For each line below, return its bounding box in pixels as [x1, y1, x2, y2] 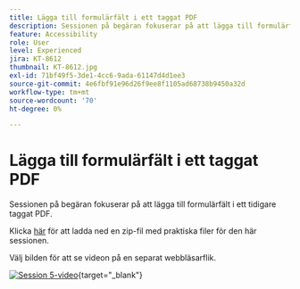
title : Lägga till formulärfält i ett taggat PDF [9, 12, 198, 22]
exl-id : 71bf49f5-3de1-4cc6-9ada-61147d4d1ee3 [9, 71, 186, 80]
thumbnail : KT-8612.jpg [9, 63, 98, 72]
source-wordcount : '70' [9, 95, 98, 105]
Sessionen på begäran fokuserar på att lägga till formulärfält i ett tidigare [9, 199, 277, 210]
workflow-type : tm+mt [9, 87, 90, 96]
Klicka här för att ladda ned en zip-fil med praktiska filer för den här [9, 226, 257, 236]
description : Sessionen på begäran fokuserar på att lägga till [9, 21, 254, 30]
